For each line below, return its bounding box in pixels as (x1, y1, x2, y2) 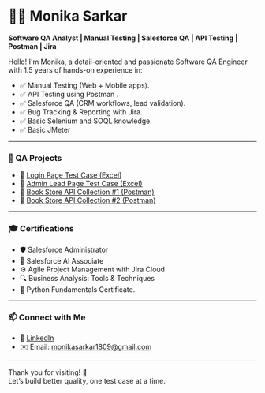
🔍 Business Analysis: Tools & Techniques (19, 273, 155, 283)
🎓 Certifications (8, 223, 74, 234)
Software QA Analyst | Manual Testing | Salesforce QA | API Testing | (8, 33, 238, 43)
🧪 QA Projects (8, 152, 62, 163)
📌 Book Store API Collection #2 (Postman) (19, 196, 156, 205)
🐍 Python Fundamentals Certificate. (19, 284, 136, 294)
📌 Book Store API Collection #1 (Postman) (19, 187, 155, 196)
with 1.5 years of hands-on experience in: (8, 65, 143, 74)
